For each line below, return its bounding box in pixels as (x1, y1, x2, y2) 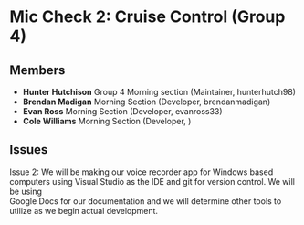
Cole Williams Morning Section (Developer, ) (22, 116, 192, 126)
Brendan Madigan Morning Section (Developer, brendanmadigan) (22, 96, 271, 107)
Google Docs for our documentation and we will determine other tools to (9, 195, 282, 207)
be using (9, 186, 43, 197)
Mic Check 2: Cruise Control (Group (9, 6, 286, 27)
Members (9, 62, 66, 78)
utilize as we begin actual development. (9, 205, 158, 216)
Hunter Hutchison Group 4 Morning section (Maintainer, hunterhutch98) (22, 87, 297, 97)
